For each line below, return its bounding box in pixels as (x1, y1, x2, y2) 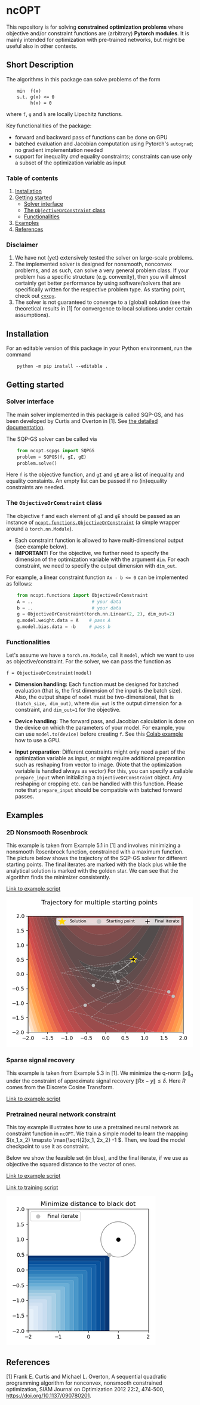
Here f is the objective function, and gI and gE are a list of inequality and (6, 471, 184, 479)
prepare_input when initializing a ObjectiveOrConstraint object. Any (14, 774, 183, 781)
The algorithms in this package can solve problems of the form (6, 75, 161, 83)
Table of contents (6, 174, 59, 182)
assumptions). (14, 312, 50, 319)
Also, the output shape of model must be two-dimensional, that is (14, 693, 174, 700)
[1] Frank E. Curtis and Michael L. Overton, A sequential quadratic (6, 1373, 167, 1380)
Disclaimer (6, 240, 38, 249)
